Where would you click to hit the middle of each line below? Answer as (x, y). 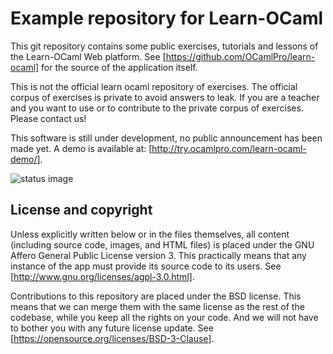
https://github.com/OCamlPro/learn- (240, 56)
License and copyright (81, 210)
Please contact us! (48, 118)
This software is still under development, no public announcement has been (166, 138)
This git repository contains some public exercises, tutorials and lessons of (164, 46)
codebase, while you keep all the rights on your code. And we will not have (164, 317)
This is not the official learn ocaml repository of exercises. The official (154, 86)
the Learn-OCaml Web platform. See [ (88, 56)
